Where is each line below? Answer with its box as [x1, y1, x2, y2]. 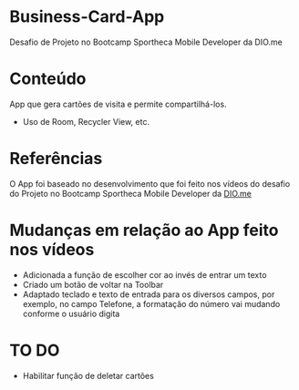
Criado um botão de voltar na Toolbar [22, 279, 164, 290]
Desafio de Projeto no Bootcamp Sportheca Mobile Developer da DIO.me [9, 36, 283, 47]
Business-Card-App [9, 6, 165, 27]
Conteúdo [9, 68, 87, 89]
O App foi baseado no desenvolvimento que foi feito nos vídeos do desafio [9, 178, 291, 189]
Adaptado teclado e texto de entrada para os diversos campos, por [22, 289, 275, 300]
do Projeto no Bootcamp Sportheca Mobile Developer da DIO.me [9, 188, 253, 199]
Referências [9, 149, 103, 169]
